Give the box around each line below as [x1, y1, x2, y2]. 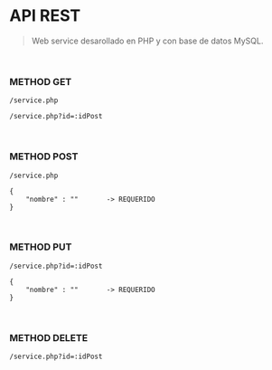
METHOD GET [9, 75, 72, 88]
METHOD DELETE [9, 331, 89, 344]
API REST [9, 5, 81, 26]
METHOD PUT [9, 241, 72, 253]
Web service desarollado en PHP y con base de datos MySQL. [31, 35, 264, 46]
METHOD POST [9, 150, 79, 163]
